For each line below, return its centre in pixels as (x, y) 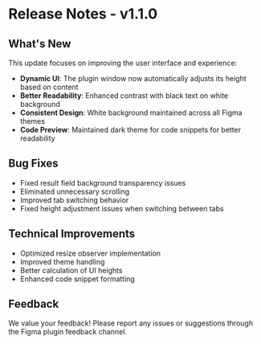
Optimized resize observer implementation (90, 253)
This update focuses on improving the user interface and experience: (123, 63)
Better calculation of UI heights (71, 270)
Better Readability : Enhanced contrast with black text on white (124, 96)
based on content (49, 87)
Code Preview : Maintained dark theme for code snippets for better (130, 130)
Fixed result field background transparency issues (103, 182)
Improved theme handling (62, 261)
